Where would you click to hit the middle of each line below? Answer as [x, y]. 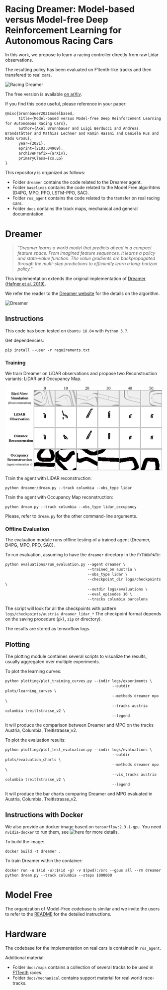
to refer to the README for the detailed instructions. [58, 914]
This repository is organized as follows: [45, 172]
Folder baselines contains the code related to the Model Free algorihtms [86, 187]
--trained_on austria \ [112, 570]
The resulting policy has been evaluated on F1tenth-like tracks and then [78, 69]
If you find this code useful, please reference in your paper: [66, 103]
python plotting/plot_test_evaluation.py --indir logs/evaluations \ [79, 750]
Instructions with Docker [44, 815]
